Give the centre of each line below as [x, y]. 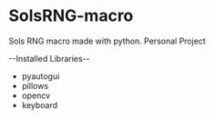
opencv [36, 95]
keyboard [40, 104]
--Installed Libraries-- [49, 58]
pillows [35, 85]
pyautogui [41, 76]
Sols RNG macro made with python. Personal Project [107, 41]
